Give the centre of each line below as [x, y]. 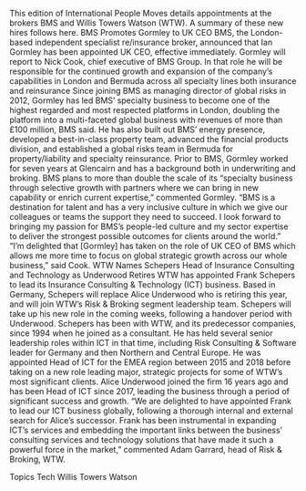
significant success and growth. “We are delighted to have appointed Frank [150, 401]
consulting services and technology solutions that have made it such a [142, 440]
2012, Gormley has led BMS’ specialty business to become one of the [140, 100]
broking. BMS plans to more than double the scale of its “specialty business [151, 178]
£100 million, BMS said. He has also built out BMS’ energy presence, [138, 130]
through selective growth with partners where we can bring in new [134, 188]
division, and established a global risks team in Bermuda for [122, 149]
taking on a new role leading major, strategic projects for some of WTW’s [146, 372]
